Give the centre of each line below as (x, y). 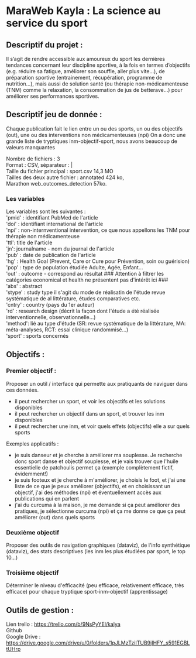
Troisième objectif (32, 573)
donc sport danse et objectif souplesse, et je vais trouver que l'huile (96, 461)
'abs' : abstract (24, 286)
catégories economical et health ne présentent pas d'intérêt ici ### (87, 280)
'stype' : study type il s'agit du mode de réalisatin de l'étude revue (86, 292)
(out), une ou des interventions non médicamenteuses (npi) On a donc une (96, 135)
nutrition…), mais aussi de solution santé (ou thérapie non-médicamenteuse (97, 84)
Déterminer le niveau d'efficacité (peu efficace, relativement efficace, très (95, 585)
